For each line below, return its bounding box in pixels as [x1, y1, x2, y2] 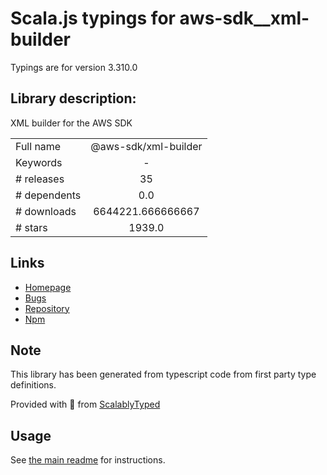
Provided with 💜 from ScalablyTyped [10, 398, 161, 411]
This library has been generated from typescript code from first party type [10, 368, 317, 381]
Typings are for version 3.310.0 [10, 61, 138, 73]
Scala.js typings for [10, 7, 176, 30]
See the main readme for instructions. [10, 454, 166, 466]
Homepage [24, 281, 72, 293]
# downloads [15, 204, 77, 218]
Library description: [10, 90, 137, 107]
